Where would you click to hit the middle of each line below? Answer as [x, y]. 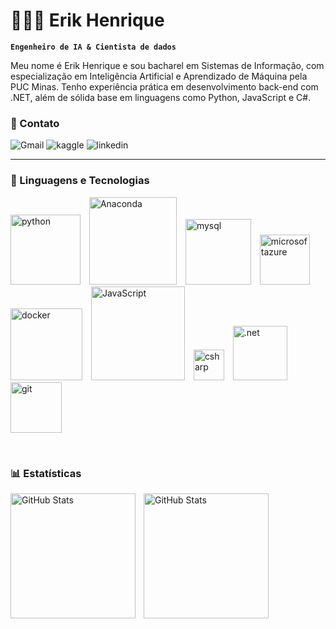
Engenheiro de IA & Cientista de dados [93, 47]
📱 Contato [35, 123]
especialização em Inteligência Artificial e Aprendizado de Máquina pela [159, 76]
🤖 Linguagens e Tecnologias [80, 181]
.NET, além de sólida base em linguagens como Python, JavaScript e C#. [161, 97]
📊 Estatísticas [46, 473]
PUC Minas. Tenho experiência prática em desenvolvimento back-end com [164, 86]
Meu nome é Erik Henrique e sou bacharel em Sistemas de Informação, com [167, 65]
